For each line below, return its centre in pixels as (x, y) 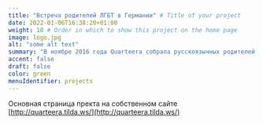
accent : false (31, 60)
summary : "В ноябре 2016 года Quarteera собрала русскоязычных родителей (132, 52)
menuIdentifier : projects (50, 81)
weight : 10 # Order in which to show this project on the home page (123, 30)
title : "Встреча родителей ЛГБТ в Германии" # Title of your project (125, 15)
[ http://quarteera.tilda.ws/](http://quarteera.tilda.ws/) (94, 111)
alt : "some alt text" (44, 45)
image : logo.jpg (35, 37)
